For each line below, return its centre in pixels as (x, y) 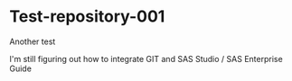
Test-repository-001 (87, 17)
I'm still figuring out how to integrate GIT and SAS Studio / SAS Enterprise (146, 58)
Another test (33, 41)
